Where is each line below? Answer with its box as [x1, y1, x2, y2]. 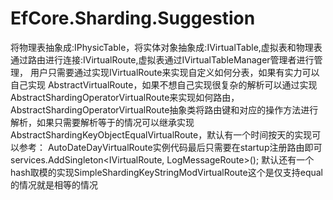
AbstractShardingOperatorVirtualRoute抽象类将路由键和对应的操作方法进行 [10, 103, 319, 116]
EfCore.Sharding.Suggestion [10, 7, 256, 30]
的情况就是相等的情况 [10, 178, 98, 191]
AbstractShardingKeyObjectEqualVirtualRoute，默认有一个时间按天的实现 [10, 128, 313, 141]
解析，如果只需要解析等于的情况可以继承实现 [10, 116, 195, 128]
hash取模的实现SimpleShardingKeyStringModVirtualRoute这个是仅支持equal [10, 166, 323, 178]
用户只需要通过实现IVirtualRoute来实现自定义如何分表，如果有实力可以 [29, 66, 320, 78]
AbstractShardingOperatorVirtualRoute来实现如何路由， [10, 91, 240, 103]
